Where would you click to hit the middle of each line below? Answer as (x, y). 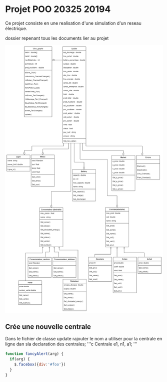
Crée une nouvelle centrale (48, 327)
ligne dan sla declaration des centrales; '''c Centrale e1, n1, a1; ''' (71, 344)
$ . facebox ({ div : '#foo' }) (40, 364)
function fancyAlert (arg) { (34, 354)
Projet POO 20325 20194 (58, 9)
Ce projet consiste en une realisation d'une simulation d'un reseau (73, 23)
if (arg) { (20, 359)
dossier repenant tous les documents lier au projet (57, 38)
